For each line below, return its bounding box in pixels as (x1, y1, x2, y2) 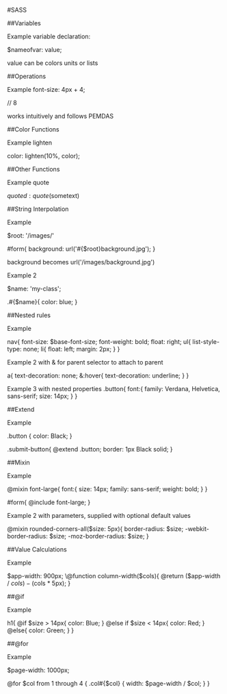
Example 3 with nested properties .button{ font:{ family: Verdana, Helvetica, (7, 385, 220, 393)
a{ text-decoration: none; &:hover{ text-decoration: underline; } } (7, 371, 189, 380)
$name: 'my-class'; (7, 284, 62, 293)
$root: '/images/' (7, 232, 55, 239)
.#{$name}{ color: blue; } (7, 298, 78, 306)
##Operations (7, 72, 46, 80)
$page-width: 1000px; (7, 666, 70, 674)
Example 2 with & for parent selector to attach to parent (7, 358, 163, 366)
